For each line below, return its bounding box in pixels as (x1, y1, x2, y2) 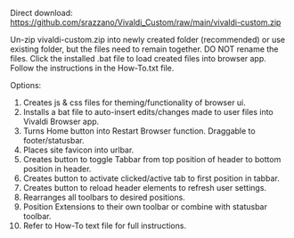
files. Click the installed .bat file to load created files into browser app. (10, 53, 266, 63)
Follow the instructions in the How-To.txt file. (10, 62, 175, 73)
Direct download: (10, 8, 74, 18)
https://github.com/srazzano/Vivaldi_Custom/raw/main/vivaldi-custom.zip (10, 17, 282, 28)
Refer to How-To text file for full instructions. (22, 220, 186, 231)
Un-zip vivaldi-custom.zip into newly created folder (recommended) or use (10, 35, 286, 45)
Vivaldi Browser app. (22, 116, 100, 127)
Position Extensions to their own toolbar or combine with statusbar (22, 201, 268, 212)
